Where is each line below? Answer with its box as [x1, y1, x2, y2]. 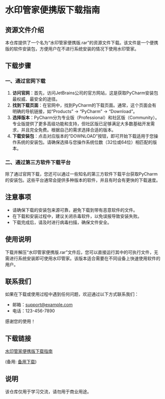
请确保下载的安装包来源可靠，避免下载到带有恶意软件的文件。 [12, 207, 138, 213]
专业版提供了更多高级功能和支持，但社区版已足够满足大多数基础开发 [12, 120, 151, 126]
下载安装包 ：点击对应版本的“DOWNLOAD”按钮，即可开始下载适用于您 [12, 133, 154, 139]
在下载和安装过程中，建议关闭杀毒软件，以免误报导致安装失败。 [12, 213, 142, 219]
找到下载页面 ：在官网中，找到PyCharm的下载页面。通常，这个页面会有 [12, 102, 157, 108]
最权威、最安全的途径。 [12, 96, 60, 102]
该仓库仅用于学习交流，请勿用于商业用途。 [5, 389, 92, 395]
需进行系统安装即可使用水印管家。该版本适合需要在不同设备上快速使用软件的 [5, 255, 161, 261]
